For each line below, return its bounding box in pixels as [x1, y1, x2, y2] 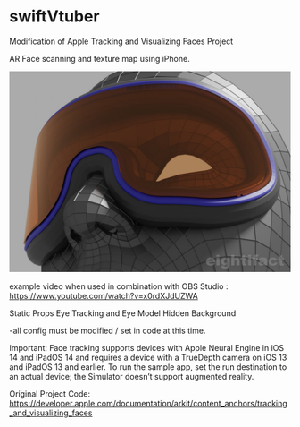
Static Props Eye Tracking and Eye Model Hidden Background [9, 308, 237, 319]
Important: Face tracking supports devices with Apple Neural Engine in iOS [9, 343, 285, 354]
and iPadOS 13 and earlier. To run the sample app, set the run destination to [9, 362, 287, 372]
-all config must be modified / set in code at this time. [9, 325, 206, 337]
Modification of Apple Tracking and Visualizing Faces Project [9, 36, 234, 47]
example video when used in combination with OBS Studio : [9, 281, 229, 292]
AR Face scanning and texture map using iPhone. [9, 53, 190, 64]
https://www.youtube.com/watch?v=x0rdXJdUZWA [9, 291, 198, 302]
